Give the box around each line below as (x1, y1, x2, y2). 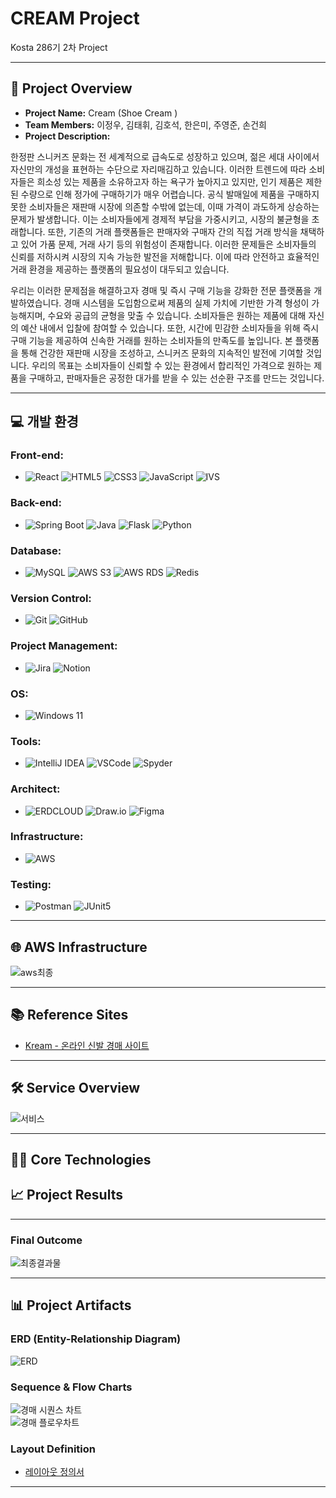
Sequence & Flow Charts (10, 1380, 133, 1394)
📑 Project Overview (10, 80, 133, 97)
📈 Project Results (10, 1187, 123, 1204)
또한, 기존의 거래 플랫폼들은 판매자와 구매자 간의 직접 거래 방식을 (47, 225, 298, 237)
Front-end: (10, 448, 64, 462)
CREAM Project (10, 7, 140, 30)
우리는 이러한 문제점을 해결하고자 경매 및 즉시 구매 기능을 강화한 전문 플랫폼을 (10, 284, 312, 296)
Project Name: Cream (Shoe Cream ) (24, 107, 178, 119)
